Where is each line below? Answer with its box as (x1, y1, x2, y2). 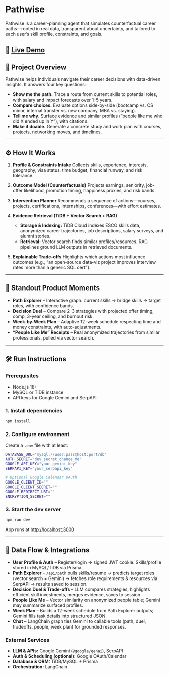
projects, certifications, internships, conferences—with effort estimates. (12, 203, 162, 209)
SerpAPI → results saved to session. (12, 581, 88, 587)
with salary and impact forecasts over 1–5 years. (12, 97, 113, 103)
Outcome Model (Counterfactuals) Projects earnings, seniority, (12, 182, 145, 188)
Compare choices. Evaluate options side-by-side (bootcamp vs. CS (12, 102, 153, 108)
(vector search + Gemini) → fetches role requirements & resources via (12, 575, 158, 582)
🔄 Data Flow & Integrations (5, 546, 90, 554)
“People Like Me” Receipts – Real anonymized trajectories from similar (12, 329, 160, 335)
